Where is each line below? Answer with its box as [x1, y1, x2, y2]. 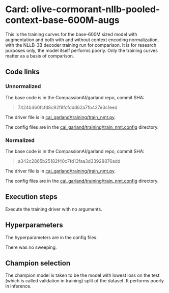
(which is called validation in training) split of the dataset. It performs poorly [5, 278, 164, 284]
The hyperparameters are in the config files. [5, 234, 98, 240]
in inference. [5, 283, 32, 289]
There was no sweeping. [5, 244, 57, 250]
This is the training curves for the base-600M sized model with [5, 31, 137, 37]
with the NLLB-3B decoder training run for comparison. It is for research [5, 42, 157, 48]
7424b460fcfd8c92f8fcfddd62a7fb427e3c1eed [17, 104, 118, 110]
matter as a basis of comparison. [5, 52, 74, 59]
